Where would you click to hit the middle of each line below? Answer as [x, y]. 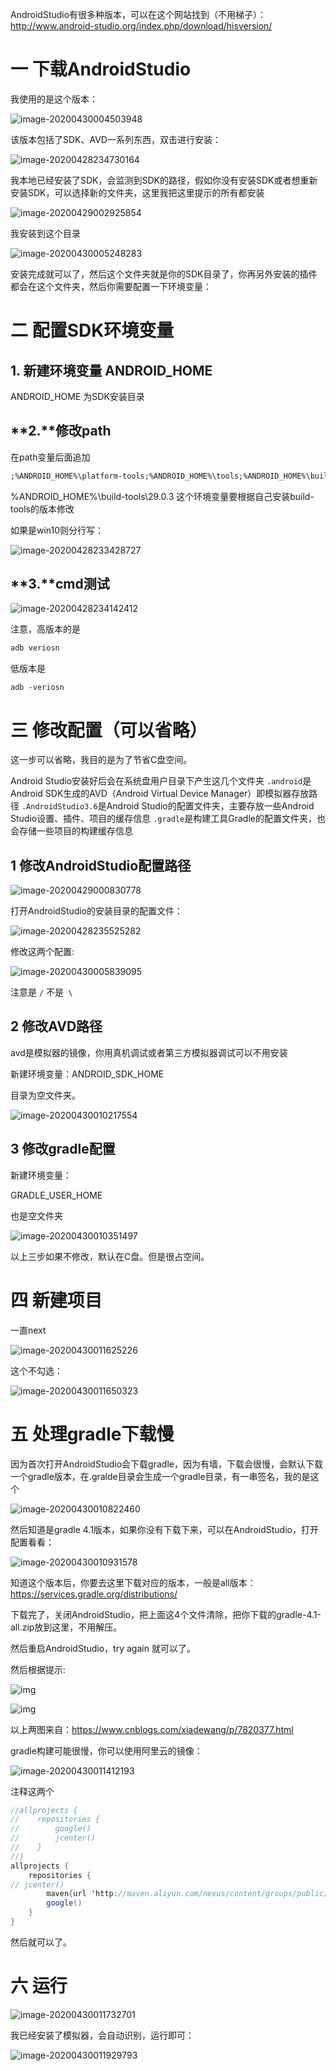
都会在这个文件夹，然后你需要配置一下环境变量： [111, 286]
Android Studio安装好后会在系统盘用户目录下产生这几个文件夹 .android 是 [161, 781]
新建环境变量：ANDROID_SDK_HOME [87, 1074]
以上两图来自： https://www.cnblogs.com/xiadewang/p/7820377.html [152, 1729]
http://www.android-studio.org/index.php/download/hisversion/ [141, 26]
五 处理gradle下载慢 [92, 1434]
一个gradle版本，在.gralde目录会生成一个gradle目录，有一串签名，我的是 [160, 1476]
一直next [28, 1330]
